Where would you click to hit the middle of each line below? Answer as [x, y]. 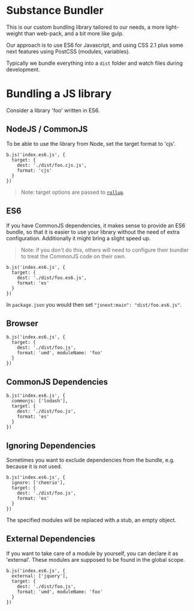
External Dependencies [51, 539]
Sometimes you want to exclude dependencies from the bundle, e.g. [90, 460]
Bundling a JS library [59, 94]
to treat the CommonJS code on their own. [73, 256]
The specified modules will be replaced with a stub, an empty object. [91, 520]
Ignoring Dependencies [51, 446]
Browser [22, 323]
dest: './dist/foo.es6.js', [52, 278]
